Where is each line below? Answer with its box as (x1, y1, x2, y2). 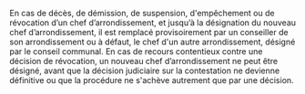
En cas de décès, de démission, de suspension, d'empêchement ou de (9, 8, 275, 18)
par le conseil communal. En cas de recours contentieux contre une (9, 46, 263, 57)
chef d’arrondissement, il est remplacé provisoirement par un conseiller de (9, 27, 289, 37)
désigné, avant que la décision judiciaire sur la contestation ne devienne (9, 65, 280, 76)
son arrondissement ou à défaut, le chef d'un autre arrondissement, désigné (9, 36, 296, 47)
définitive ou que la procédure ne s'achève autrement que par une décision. (9, 75, 294, 85)
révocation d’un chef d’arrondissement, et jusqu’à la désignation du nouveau (9, 17, 297, 28)
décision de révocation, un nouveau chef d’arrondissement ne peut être (9, 56, 279, 66)
